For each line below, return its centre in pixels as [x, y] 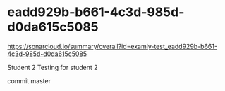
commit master [29, 80]
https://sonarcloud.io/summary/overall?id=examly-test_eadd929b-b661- [112, 46]
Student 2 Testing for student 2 [53, 67]
